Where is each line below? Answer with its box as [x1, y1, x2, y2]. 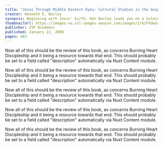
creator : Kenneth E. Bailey [5, 12, 62, 16]
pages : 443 [5, 34, 27, 39]
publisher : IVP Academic [5, 25, 55, 30]
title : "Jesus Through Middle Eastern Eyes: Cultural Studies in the [5, 7, 149, 12]
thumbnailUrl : [5, 20, 34, 26]
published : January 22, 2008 [5, 30, 64, 34]
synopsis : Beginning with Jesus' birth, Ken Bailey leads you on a [5, 16, 145, 21]
